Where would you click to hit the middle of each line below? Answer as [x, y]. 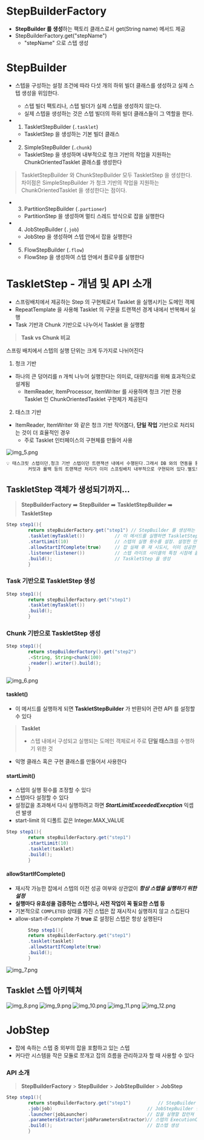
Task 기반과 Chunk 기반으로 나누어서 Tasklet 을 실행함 [80, 324]
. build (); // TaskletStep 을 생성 [99, 558]
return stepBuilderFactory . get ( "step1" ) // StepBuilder [112, 1103]
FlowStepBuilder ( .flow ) [54, 250]
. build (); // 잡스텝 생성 [104, 1125]
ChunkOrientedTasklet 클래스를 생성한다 [73, 162]
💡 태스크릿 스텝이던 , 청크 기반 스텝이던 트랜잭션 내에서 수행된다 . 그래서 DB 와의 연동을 [99, 463]
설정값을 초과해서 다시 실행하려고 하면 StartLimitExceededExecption [99, 805]
